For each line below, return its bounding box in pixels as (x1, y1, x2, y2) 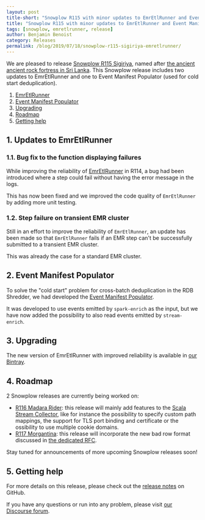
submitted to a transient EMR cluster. (6, 240, 99, 248)
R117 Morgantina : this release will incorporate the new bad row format (15, 430, 191, 437)
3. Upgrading (6, 336, 57, 346)
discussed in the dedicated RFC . (15, 437, 97, 444)
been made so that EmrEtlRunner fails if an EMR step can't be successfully (6, 234, 193, 242)
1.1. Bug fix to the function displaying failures (6, 154, 142, 162)
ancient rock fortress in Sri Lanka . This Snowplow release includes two (6, 66, 184, 73)
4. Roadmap (6, 376, 53, 386)
